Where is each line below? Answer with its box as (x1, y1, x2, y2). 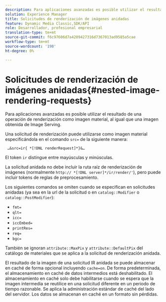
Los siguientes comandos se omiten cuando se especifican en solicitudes (5, 184, 156, 190)
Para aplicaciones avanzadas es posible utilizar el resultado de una (5, 111, 142, 117)
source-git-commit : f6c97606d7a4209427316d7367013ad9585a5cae (5, 35, 136, 40)
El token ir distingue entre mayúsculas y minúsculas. (5, 155, 114, 161)
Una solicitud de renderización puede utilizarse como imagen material (5, 131, 148, 137)
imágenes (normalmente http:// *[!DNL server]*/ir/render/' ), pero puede (5, 169, 161, 175)
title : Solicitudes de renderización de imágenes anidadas (5, 16, 129, 21)
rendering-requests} (5, 95, 92, 106)
